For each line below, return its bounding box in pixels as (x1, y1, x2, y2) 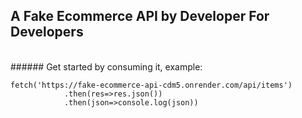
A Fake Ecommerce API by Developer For (10, 8, 270, 25)
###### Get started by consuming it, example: (10, 60, 203, 73)
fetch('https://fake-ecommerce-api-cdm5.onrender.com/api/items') (10, 80, 293, 90)
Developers (10, 24, 84, 41)
